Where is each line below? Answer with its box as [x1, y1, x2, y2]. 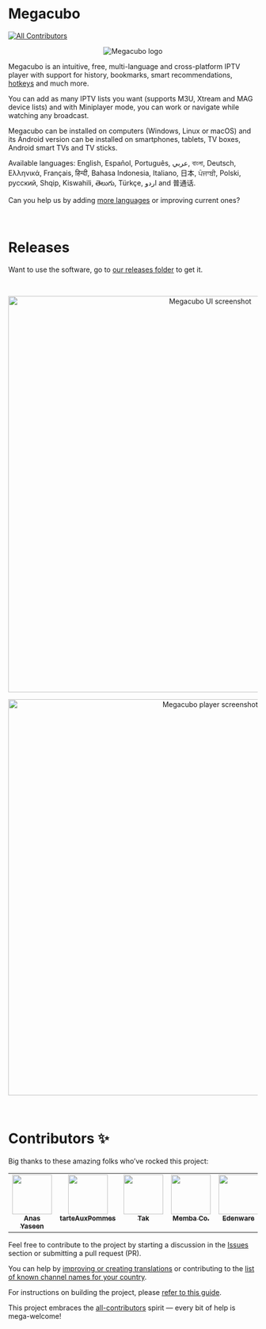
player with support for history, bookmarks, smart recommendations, [8, 70, 233, 79]
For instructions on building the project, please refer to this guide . [8, 1287, 222, 1297]
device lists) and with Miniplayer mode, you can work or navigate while [8, 102, 240, 112]
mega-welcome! [8, 1311, 62, 1320]
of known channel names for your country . [8, 1272, 147, 1281]
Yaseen [20, 1221, 44, 1231]
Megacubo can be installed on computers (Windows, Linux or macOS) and [8, 126, 252, 136]
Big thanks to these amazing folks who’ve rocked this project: [8, 1156, 209, 1166]
